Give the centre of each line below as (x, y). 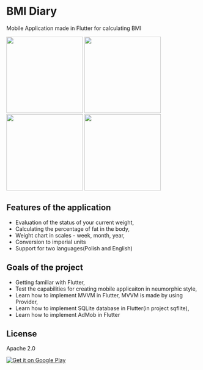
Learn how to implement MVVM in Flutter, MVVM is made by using (99, 295)
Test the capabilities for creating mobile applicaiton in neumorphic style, (106, 289)
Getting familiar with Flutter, (50, 282)
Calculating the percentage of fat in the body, (72, 229)
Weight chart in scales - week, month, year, (70, 235)
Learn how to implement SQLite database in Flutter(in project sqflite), (102, 308)
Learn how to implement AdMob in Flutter (68, 314)
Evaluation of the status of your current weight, (75, 222)
